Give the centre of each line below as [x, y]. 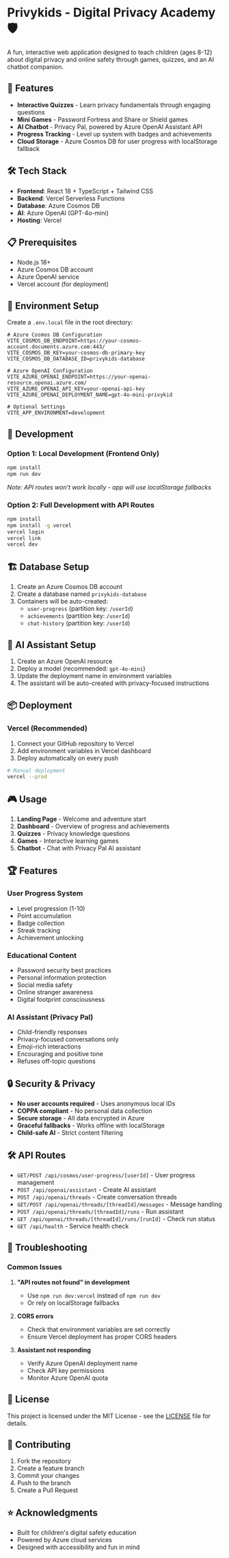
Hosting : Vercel [39, 220]
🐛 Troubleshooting [47, 1248]
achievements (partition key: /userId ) [79, 616]
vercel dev [23, 544]
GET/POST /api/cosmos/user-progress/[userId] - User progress [106, 1175]
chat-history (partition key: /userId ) [79, 623]
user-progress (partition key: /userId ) [80, 609]
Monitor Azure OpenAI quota [67, 1378]
